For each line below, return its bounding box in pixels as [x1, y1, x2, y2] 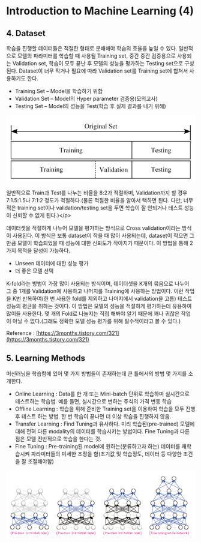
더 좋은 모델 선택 [14, 267, 54, 274]
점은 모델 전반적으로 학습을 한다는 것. [14, 435, 102, 442]
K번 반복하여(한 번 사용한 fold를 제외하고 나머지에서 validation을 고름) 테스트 [12, 295, 193, 302]
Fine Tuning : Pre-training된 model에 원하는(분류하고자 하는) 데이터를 [14, 442, 181, 450]
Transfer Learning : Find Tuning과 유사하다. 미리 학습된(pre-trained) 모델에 [14, 420, 195, 427]
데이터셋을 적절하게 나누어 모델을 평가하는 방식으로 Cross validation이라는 [6, 224, 181, 232]
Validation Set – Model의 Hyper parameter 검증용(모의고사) [14, 95, 158, 102]
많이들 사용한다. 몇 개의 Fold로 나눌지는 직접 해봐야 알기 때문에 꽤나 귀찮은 [6, 310, 180, 317]
